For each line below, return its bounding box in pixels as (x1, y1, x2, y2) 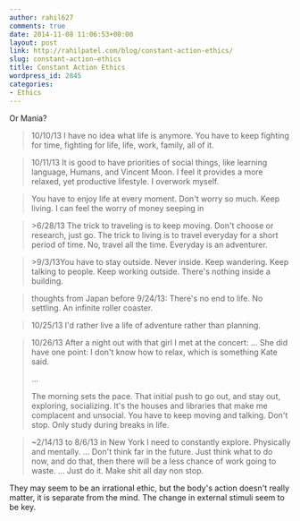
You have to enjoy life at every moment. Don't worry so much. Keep (30, 193, 279, 204)
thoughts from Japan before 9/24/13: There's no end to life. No (30, 293, 263, 303)
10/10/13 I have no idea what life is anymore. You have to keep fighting (30, 130, 290, 141)
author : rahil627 (9, 13, 74, 22)
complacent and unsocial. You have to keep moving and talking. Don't (30, 409, 288, 421)
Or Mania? (9, 113, 47, 124)
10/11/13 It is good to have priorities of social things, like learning (30, 157, 268, 167)
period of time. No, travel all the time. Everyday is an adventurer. (30, 239, 268, 250)
